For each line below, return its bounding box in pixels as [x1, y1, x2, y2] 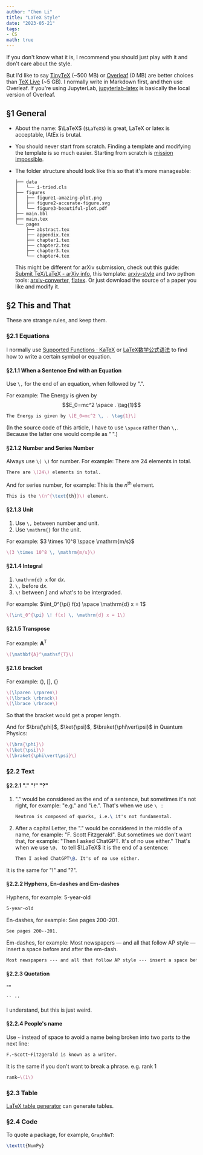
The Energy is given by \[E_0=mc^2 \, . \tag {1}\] [6, 413, 137, 419]
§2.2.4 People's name [6, 1020, 63, 1027]
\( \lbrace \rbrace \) [6, 701, 59, 707]
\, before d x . [14, 582, 48, 590]
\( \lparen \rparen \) [6, 689, 59, 695]
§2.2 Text [6, 767, 35, 775]
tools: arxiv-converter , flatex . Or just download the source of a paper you [14, 276, 197, 284]
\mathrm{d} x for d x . [14, 576, 66, 583]
